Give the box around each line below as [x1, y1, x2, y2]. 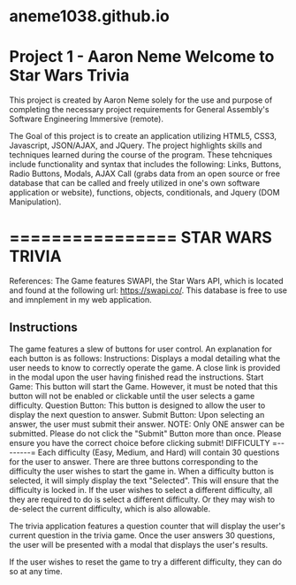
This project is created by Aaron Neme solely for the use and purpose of [9, 95, 273, 105]
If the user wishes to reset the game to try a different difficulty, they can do [9, 556, 283, 567]
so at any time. [9, 566, 64, 576]
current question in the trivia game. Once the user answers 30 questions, [9, 529, 276, 541]
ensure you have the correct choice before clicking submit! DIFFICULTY [9, 437, 271, 448]
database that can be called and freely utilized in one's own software [9, 178, 261, 189]
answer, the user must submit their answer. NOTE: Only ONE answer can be [9, 419, 285, 429]
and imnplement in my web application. [9, 295, 152, 305]
